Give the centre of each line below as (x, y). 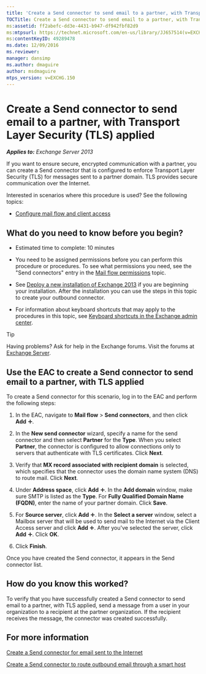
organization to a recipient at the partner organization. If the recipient (93, 611)
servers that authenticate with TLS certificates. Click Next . (89, 453)
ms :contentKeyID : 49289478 (41, 39)
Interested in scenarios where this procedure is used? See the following (97, 195)
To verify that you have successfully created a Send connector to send (96, 598)
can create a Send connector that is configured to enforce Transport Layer (101, 170)
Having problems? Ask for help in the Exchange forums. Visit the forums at (101, 346)
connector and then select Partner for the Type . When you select (98, 440)
